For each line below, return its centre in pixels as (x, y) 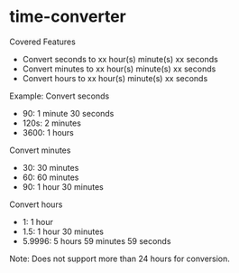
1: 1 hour (38, 221)
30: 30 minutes (51, 167)
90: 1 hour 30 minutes (63, 186)
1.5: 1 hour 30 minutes (63, 231)
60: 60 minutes (51, 177)
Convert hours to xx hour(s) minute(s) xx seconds (115, 78)
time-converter (68, 17)
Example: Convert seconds (60, 96)
